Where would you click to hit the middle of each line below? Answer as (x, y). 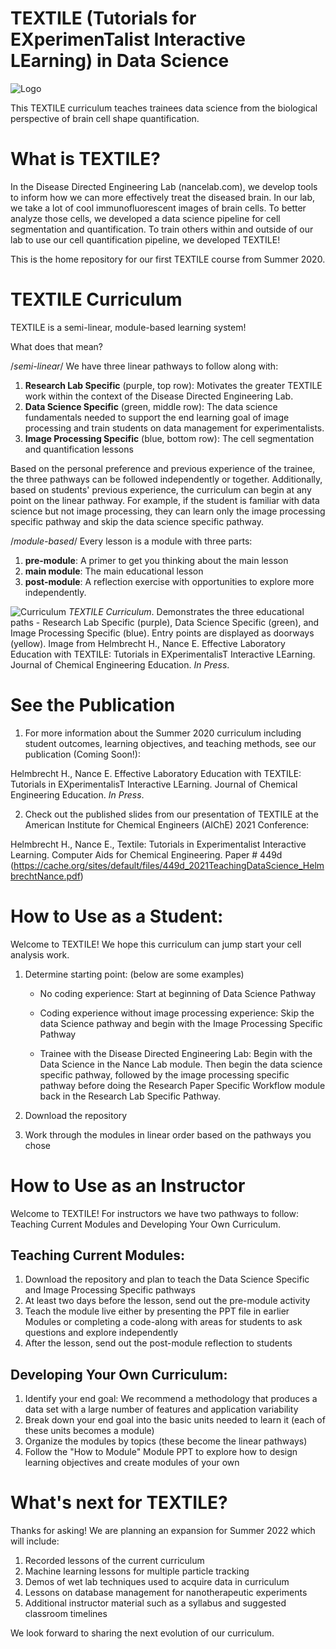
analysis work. (40, 954)
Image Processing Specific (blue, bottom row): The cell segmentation (169, 438)
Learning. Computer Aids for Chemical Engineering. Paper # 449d (146, 854)
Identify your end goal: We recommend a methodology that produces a (171, 1399)
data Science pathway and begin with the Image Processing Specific (181, 1023)
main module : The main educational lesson (114, 571)
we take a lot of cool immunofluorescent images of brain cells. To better (158, 208)
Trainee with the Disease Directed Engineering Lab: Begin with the (176, 1053)
